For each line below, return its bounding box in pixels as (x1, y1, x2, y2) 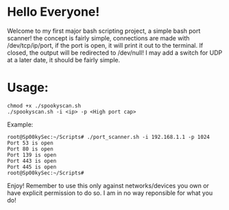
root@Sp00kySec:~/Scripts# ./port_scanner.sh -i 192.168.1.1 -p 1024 (7, 133, 210, 140)
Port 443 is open (7, 157, 57, 164)
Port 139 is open (7, 151, 57, 158)
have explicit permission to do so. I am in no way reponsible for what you (7, 189, 213, 197)
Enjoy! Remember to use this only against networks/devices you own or (7, 181, 209, 189)
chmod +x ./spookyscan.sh (7, 102, 81, 109)
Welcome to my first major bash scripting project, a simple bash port (7, 27, 201, 35)
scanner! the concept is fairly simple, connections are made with (7, 34, 190, 42)
